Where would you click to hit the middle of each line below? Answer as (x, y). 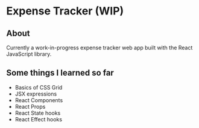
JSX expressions (36, 94)
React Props (30, 106)
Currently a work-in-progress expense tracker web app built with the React (99, 47)
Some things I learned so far (60, 73)
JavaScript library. (29, 54)
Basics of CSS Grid (39, 87)
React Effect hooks (38, 119)
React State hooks (38, 113)
